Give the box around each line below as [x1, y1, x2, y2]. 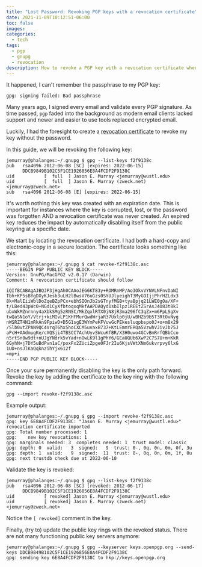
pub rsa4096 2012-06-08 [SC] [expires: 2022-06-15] [6, 163, 144, 169]
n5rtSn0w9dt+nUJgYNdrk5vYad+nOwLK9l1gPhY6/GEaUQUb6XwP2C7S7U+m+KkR [6, 335, 179, 341]
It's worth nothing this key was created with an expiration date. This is [6, 200, 179, 207]
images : [6, 25, 26, 32]
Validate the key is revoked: [6, 466, 75, 473]
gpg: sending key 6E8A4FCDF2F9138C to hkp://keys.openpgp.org [6, 555, 165, 561]
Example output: [6, 401, 47, 409]
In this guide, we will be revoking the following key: [6, 146, 132, 153]
